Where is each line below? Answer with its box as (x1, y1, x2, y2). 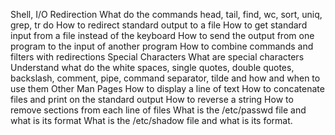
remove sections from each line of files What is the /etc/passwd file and (10, 104, 307, 116)
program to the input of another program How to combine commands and (10, 40, 314, 52)
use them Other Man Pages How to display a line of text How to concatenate (10, 83, 325, 94)
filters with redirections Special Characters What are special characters (10, 51, 305, 63)
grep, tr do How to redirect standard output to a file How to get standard (10, 19, 308, 31)
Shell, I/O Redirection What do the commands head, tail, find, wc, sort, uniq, (10, 9, 323, 20)
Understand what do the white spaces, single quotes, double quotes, (10, 62, 295, 73)
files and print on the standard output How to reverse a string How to (10, 94, 294, 105)
